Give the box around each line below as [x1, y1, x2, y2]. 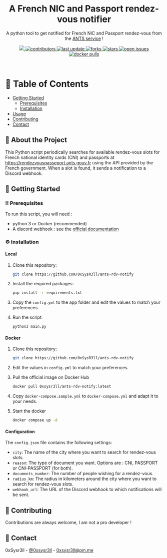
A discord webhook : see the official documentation [12, 226, 119, 232]
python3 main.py [12, 324, 46, 329]
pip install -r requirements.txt [12, 290, 82, 295]
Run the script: [12, 314, 43, 320]
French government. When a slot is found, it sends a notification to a [5, 165, 146, 171]
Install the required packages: [12, 281, 74, 287]
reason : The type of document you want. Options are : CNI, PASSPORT [12, 460, 158, 466]
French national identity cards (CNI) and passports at [5, 154, 114, 160]
